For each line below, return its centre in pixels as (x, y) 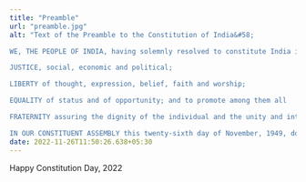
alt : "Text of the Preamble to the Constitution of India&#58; (132, 35)
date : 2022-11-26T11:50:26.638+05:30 (81, 142)
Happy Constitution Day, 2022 (66, 167)
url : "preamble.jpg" (49, 26)
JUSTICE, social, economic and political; (91, 68)
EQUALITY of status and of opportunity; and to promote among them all (148, 101)
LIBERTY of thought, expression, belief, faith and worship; (128, 84)
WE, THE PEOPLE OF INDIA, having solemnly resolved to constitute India (150, 51)
